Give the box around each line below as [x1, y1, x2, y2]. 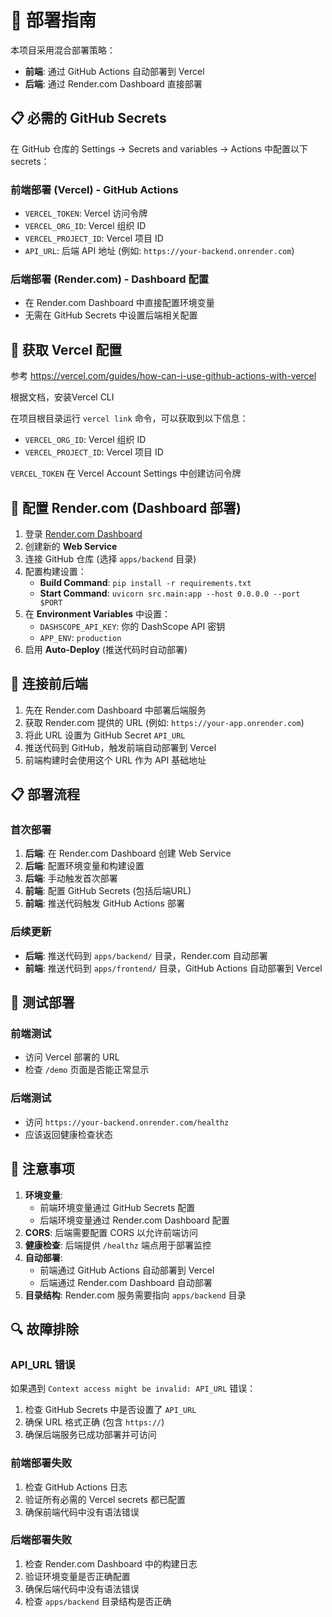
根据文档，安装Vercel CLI [10, 391, 115, 403]
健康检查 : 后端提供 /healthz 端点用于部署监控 [24, 1239, 212, 1251]
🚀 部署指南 [10, 9, 97, 32]
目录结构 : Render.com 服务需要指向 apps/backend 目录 [24, 1289, 247, 1301]
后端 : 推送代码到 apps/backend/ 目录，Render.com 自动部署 [24, 949, 268, 961]
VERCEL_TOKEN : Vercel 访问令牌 [24, 207, 148, 220]
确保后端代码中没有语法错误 [24, 1582, 140, 1595]
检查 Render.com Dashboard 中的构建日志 [24, 1557, 198, 1570]
